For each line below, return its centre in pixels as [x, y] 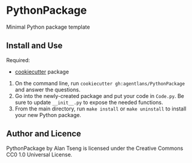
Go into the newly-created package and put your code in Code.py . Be [99, 96]
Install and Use [34, 46]
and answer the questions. [48, 90]
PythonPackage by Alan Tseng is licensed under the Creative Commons [95, 148]
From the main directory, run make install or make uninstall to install [100, 109]
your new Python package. [48, 115]
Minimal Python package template [48, 27]
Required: [18, 60]
